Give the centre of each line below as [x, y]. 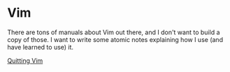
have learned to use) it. [41, 47]
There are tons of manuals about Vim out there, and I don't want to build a [114, 32]
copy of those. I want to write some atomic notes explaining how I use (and [115, 39]
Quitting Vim [25, 60]
